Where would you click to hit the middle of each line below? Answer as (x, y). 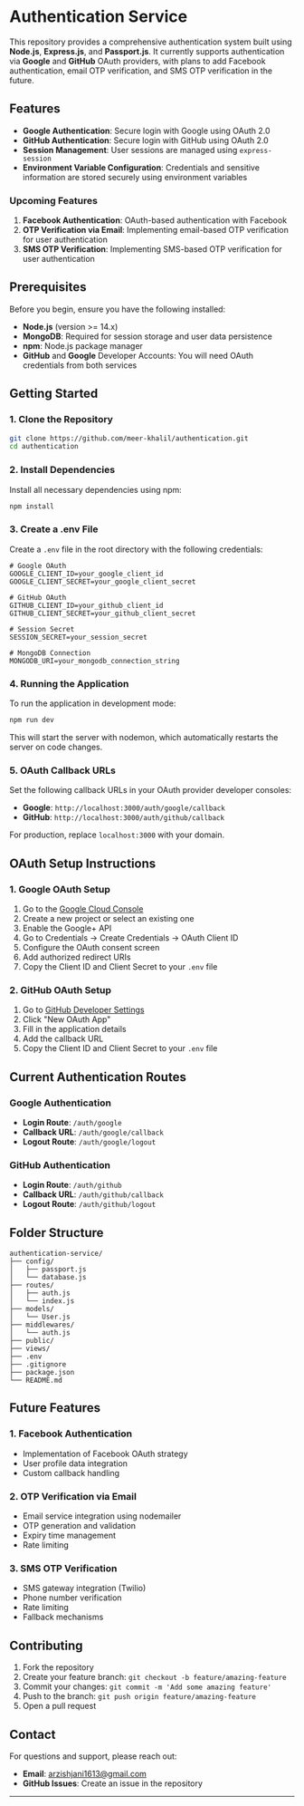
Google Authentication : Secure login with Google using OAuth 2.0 (146, 130)
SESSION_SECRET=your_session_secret (78, 637)
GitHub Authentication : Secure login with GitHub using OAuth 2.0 (145, 140)
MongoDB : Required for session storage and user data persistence (147, 336)
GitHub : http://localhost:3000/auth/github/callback (123, 817)
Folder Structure (57, 1233)
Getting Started (54, 394)
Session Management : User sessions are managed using (130, 150)
